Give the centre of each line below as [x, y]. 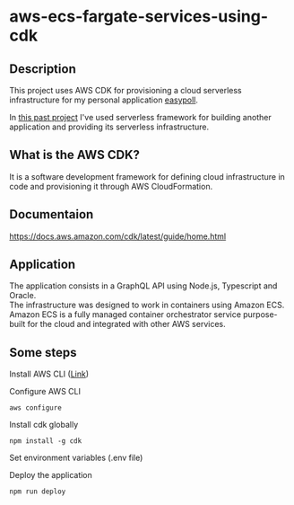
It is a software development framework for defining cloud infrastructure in [147, 176]
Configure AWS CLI [45, 392]
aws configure [36, 408]
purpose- [260, 315]
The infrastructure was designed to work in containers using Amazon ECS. [147, 305]
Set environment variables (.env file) [76, 458]
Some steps [43, 352]
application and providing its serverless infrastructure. [109, 127]
